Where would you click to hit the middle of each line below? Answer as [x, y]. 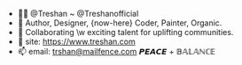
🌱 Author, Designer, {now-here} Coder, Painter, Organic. [120, 23]
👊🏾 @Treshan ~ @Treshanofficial [78, 14]
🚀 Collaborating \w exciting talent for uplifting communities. [125, 32]
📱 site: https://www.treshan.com [76, 41]
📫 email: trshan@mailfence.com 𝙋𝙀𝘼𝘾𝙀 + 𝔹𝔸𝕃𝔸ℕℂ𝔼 [117, 51]
